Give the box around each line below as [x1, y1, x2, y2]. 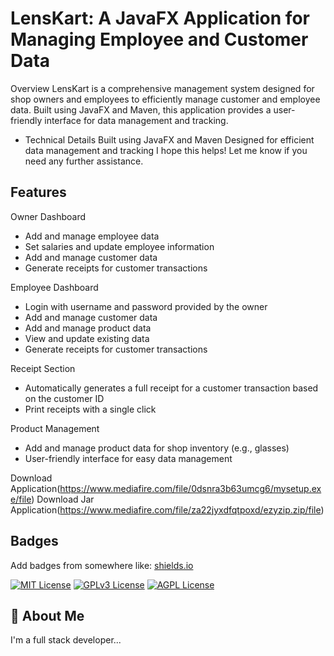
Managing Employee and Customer [10, 28, 309, 51]
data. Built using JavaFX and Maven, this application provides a [10, 103, 272, 116]
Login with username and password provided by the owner [24, 300, 268, 312]
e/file [10, 493, 32, 505]
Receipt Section [10, 362, 76, 374]
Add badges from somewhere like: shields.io [10, 559, 194, 571]
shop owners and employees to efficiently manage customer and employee [10, 93, 321, 105]
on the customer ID [24, 392, 105, 404]
